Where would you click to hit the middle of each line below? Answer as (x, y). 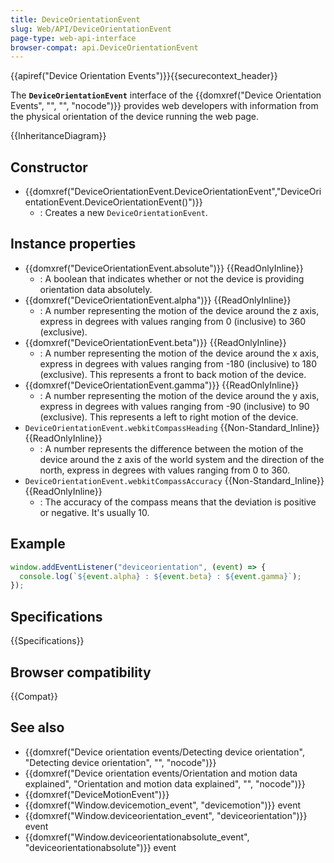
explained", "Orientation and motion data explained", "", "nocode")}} (165, 783)
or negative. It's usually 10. (94, 512)
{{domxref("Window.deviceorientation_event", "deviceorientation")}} (166, 815)
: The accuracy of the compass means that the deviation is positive (178, 502)
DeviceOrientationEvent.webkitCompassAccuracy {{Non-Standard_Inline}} (174, 480)
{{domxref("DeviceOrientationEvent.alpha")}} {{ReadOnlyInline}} (158, 300)
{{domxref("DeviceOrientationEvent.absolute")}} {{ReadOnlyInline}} (164, 268)
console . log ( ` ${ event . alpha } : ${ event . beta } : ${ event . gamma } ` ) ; (160, 576)
